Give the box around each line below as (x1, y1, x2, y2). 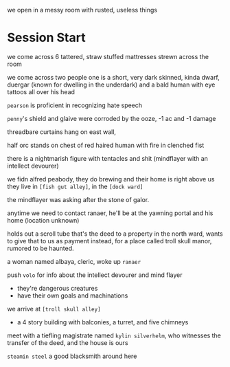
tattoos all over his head (7, 87, 76, 96)
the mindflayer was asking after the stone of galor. (7, 195, 150, 203)
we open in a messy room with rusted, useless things (7, 6, 158, 14)
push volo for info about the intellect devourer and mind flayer (7, 271, 183, 279)
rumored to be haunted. (7, 244, 74, 252)
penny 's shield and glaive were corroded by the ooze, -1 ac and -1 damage (7, 114, 216, 122)
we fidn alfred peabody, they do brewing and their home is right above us (7, 175, 215, 183)
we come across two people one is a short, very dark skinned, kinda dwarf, (7, 73, 220, 81)
